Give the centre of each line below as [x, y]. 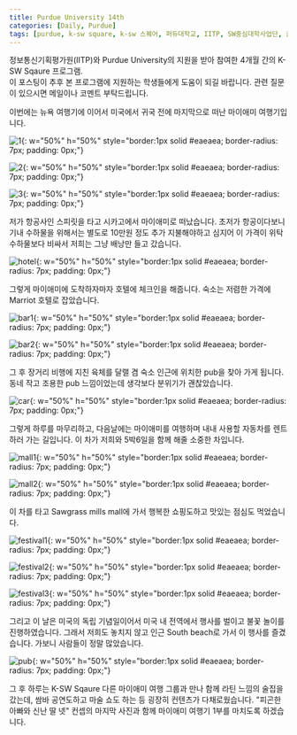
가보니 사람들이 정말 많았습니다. [89, 644]
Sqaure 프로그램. [53, 71]
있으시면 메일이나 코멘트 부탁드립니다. [83, 93]
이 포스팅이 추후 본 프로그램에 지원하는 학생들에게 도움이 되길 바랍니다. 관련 [139, 82]
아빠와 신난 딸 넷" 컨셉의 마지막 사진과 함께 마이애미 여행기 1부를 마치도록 [135, 711]
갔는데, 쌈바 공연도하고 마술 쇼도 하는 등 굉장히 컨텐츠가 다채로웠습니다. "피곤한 [145, 700]
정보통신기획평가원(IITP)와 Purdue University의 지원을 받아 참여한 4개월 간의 [143, 60]
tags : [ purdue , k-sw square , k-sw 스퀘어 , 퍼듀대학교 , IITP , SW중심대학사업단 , [146, 34]
